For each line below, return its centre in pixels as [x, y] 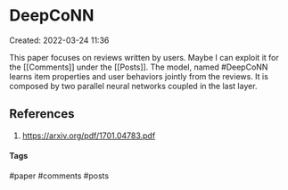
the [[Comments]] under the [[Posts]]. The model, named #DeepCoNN [139, 67]
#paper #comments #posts [59, 176]
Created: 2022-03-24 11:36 [59, 40]
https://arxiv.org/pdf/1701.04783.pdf [89, 136]
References [42, 114]
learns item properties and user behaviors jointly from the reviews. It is [139, 76]
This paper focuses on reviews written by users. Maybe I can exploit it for [144, 57]
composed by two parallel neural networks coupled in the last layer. [133, 86]
